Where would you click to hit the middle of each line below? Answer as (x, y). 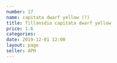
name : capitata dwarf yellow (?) (48, 17)
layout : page (22, 46)
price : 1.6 (20, 28)
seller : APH (21, 51)
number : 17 (20, 12)
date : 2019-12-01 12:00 (36, 40)
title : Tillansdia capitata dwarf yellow (59, 23)
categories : (21, 34)
